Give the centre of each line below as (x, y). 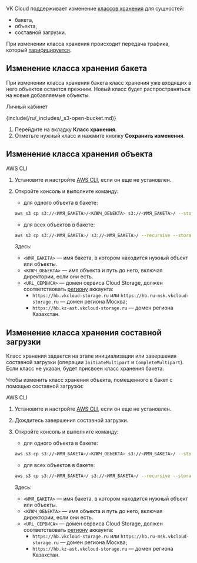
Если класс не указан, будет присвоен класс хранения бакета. (85, 369)
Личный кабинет (27, 106)
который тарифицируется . (39, 50)
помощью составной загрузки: (45, 386)
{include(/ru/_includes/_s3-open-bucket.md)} (61, 118)
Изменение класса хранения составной (84, 333)
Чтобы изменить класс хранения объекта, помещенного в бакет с (89, 380)
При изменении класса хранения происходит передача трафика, (88, 44)
